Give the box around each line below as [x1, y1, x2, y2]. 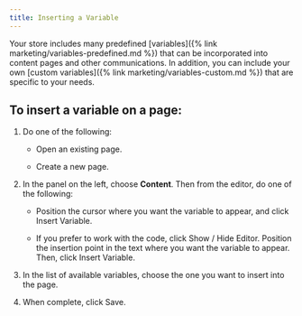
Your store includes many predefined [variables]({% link [9, 38, 218, 49]
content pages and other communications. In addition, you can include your [9, 57, 290, 68]
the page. [22, 279, 59, 290]
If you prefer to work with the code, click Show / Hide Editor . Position [35, 233, 292, 244]
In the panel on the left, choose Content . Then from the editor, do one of [22, 179, 292, 190]
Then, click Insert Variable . [35, 252, 135, 263]
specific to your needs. [9, 76, 95, 87]
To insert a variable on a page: [9, 103, 183, 118]
